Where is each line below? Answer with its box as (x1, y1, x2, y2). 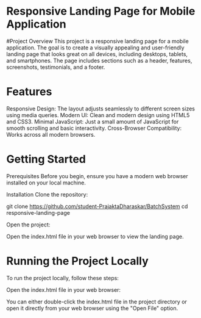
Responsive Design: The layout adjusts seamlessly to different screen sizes (6, 105, 195, 112)
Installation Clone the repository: (6, 190, 88, 198)
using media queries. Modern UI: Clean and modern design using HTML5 (6, 111, 190, 118)
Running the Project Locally (6, 255, 149, 268)
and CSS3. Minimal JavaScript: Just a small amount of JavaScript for (6, 118, 179, 125)
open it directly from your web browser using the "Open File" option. (6, 304, 178, 312)
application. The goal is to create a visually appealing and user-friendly (6, 44, 185, 51)
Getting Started (6, 153, 86, 166)
